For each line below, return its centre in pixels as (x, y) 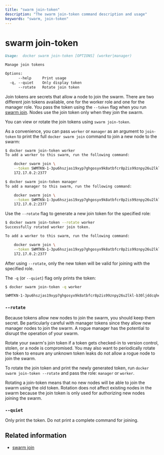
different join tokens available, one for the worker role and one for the (75, 102)
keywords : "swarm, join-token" (37, 19)
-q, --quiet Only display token (46, 83)
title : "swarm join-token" (32, 10)
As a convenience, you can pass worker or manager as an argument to (74, 131)
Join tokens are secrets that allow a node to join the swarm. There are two (80, 96)
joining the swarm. (24, 398)
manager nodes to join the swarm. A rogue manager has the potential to (77, 328)
